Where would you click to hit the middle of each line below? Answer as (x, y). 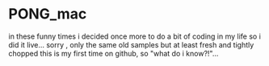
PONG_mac (48, 14)
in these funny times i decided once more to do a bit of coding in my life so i (134, 36)
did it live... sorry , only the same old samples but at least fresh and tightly (131, 44)
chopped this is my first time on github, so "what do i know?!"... (113, 53)
